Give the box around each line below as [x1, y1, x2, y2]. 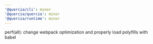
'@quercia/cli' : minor [4, 7, 51, 12]
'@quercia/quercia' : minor [4, 12, 60, 16]
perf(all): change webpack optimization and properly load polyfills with [4, 29, 148, 35]
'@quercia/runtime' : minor [4, 16, 60, 21]
